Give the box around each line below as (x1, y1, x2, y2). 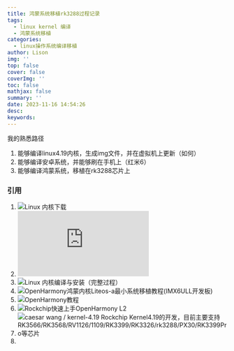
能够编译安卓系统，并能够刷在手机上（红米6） (17, 158, 150, 166)
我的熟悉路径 (7, 134, 44, 142)
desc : (7, 107, 23, 114)
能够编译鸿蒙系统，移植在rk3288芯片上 (17, 166, 131, 174)
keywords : (7, 114, 36, 121)
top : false (7, 62, 39, 69)
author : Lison (7, 50, 49, 57)
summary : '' (7, 95, 42, 102)
